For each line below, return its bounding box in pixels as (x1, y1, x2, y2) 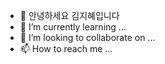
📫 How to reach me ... (19, 43, 113, 54)
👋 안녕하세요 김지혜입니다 (19, 10, 120, 21)
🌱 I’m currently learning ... (19, 21, 127, 33)
